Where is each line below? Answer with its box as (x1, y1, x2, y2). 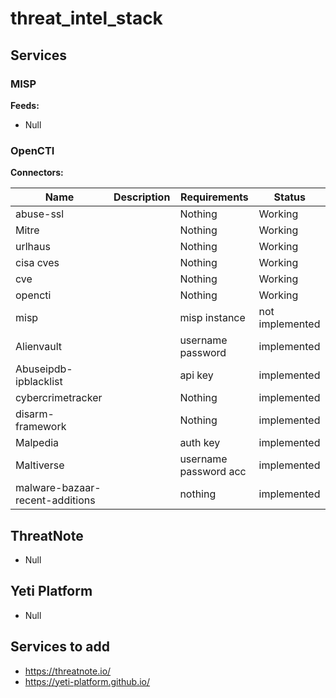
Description (113, 190, 171, 204)
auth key (179, 436, 221, 450)
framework (15, 420, 67, 434)
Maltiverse (15, 458, 65, 472)
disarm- (15, 407, 55, 421)
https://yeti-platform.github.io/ (24, 675, 151, 687)
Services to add (10, 638, 111, 656)
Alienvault (15, 340, 63, 354)
